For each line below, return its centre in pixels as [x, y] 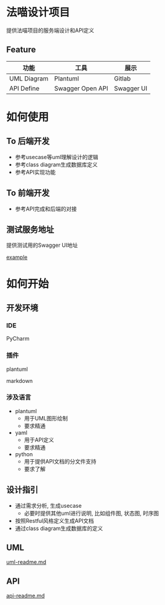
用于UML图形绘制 [46, 418]
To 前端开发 [28, 193]
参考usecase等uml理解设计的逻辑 [57, 157]
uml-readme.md [26, 562]
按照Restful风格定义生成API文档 [54, 520]
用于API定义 [39, 440]
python [24, 454]
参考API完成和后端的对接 [46, 209]
